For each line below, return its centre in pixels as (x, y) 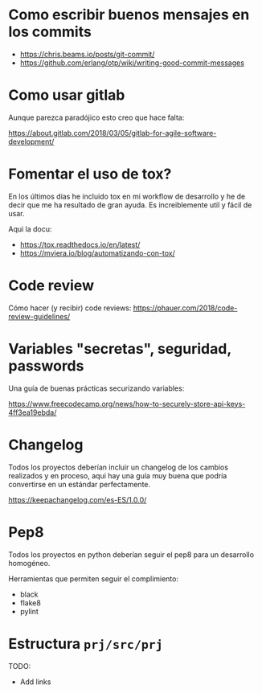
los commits (50, 32)
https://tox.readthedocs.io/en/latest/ (80, 244)
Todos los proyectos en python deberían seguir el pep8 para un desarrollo (131, 554)
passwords (46, 365)
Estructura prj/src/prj (86, 644)
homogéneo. (29, 563)
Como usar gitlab (67, 95)
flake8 (31, 603)
